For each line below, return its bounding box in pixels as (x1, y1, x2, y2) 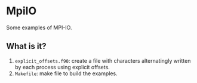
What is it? (6, 41, 47, 51)
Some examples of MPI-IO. (6, 24, 72, 31)
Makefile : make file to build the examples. (14, 70, 118, 77)
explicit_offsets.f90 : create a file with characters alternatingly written (14, 57, 191, 64)
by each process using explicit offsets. (14, 63, 110, 70)
